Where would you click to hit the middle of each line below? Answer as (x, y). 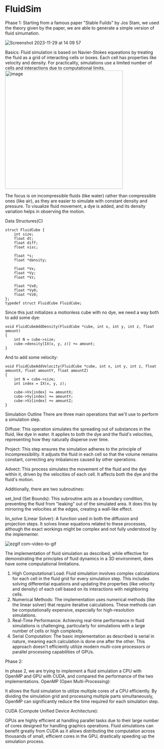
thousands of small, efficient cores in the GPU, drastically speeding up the (80, 736)
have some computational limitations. (43, 564)
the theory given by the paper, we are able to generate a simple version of (80, 28)
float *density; (31, 260)
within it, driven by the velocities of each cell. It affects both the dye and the (82, 474)
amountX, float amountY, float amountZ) (47, 370)
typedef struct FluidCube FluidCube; (44, 303)
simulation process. (25, 741)
